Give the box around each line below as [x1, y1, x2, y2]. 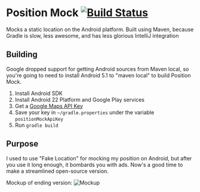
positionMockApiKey [14, 116, 64, 122]
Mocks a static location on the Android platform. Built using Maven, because [6, 26, 194, 33]
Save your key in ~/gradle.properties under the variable [14, 108, 155, 116]
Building [6, 50, 38, 60]
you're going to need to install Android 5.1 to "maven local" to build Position [6, 72, 191, 79]
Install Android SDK [14, 90, 63, 97]
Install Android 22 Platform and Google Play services [14, 96, 145, 103]
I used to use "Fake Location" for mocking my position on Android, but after [6, 154, 192, 161]
